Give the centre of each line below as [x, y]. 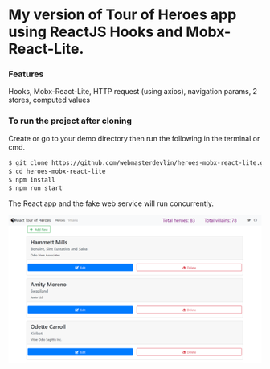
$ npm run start [35, 188]
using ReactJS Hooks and [96, 32]
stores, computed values [49, 100]
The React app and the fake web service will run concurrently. [111, 203]
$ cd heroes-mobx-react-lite [57, 171]
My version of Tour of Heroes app [123, 15]
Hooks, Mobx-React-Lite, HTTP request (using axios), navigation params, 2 [133, 92]
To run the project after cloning [70, 121]
